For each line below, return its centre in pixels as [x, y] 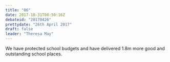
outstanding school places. [34, 54]
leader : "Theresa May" [29, 34]
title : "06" [18, 10]
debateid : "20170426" [28, 19]
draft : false [19, 29]
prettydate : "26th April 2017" [39, 24]
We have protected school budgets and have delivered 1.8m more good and [85, 48]
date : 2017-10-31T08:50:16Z [35, 15]
